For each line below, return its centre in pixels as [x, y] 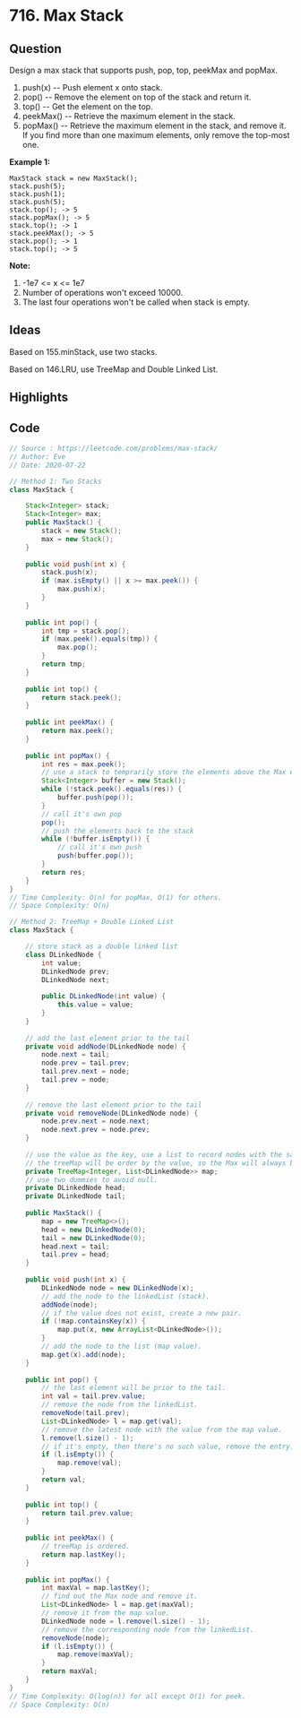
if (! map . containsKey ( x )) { [94, 1321]
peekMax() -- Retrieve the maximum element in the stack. [129, 116]
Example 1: [30, 162]
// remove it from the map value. [106, 1613]
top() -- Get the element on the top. [88, 107]
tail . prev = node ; [76, 1080]
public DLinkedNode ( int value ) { [104, 997]
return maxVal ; [70, 1671]
